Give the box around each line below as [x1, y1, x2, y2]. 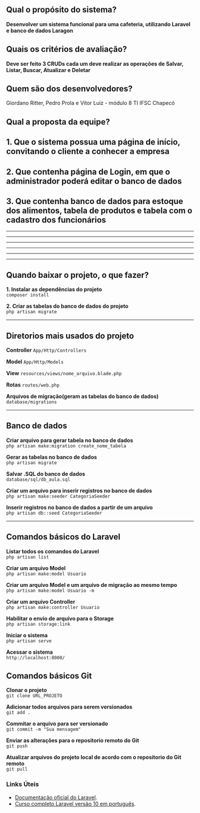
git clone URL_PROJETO [6, 693, 62, 699]
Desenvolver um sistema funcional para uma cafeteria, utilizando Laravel [6, 20, 190, 27]
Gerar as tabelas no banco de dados [6, 453, 97, 460]
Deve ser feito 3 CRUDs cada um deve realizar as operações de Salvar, [6, 60, 184, 67]
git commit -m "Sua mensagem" [6, 727, 82, 732]
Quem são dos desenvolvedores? [6, 84, 133, 94]
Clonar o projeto [6, 687, 47, 694]
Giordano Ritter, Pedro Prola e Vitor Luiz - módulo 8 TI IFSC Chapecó [6, 100, 175, 107]
